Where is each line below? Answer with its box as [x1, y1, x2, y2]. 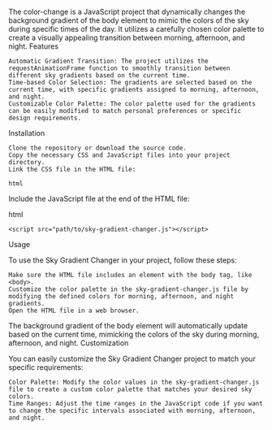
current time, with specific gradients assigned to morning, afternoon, [8, 85, 260, 93]
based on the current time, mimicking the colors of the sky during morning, [8, 329, 260, 339]
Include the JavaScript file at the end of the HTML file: [8, 194, 190, 203]
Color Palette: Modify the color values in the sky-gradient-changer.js [8, 378, 260, 386]
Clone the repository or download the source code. [8, 144, 187, 152]
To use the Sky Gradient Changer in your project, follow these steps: [8, 255, 237, 265]
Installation [8, 128, 45, 137]
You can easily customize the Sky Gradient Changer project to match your [8, 354, 256, 363]
